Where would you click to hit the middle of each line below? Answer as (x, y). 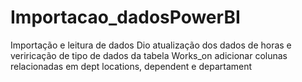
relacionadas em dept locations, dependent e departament (131, 66)
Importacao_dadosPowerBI (125, 17)
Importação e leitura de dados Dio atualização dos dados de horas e (151, 45)
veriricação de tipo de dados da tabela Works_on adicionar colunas (149, 55)
